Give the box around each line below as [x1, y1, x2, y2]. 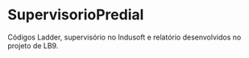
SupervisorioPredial [7, 6, 144, 24]
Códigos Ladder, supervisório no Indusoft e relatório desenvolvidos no [7, 32, 242, 42]
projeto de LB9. [7, 40, 59, 50]
